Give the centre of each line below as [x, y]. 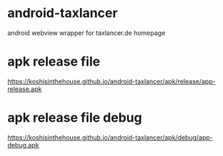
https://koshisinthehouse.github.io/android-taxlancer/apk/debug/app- [110, 137]
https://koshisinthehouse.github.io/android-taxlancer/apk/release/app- [111, 81]
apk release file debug [75, 118]
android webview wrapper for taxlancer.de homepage [86, 33]
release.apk [25, 89]
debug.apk [23, 145]
